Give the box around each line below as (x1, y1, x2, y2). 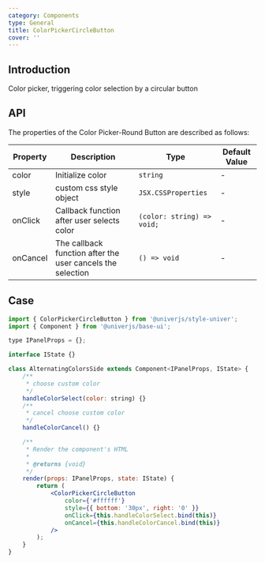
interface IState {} (8, 351, 77, 359)
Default (222, 146, 251, 157)
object (54, 192, 79, 203)
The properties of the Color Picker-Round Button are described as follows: (8, 127, 250, 137)
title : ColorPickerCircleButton (8, 26, 114, 34)
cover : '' (8, 33, 41, 42)
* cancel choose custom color (25, 409, 125, 417)
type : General (8, 19, 55, 27)
